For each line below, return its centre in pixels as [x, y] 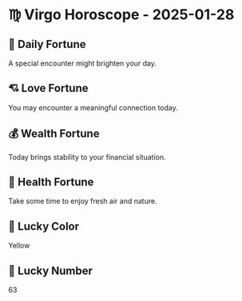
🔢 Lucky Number [51, 270]
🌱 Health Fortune [51, 182]
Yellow [19, 246]
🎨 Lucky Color [44, 226]
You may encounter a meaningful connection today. [93, 107]
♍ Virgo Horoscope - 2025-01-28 [121, 15]
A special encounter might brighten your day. [83, 63]
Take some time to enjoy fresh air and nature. [83, 201]
